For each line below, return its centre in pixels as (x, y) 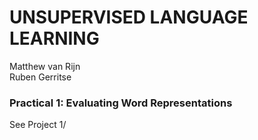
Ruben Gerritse (40, 77)
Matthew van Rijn (45, 66)
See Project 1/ (38, 125)
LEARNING (54, 38)
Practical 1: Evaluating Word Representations (121, 103)
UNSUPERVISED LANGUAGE (129, 17)
